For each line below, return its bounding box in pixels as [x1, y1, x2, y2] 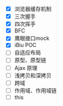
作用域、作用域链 [14, 87, 57, 94]
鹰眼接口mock [14, 35, 50, 42]
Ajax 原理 [14, 64, 38, 71]
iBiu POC [14, 42, 37, 49]
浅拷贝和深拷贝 [14, 72, 52, 79]
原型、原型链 [14, 57, 46, 64]
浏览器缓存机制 [14, 5, 52, 12]
